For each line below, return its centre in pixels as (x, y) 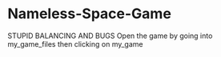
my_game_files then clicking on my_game (75, 44)
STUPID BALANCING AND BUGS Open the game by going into (110, 36)
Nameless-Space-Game (89, 14)
